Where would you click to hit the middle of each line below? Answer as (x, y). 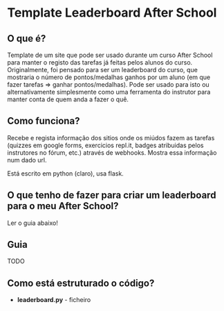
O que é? (27, 39)
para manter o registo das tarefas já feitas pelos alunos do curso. (100, 62)
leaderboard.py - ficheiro (54, 300)
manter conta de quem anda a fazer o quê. (68, 99)
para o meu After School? (63, 206)
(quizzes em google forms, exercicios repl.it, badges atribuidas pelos (105, 145)
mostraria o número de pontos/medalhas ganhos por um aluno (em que (109, 77)
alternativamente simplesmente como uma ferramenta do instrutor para (109, 92)
